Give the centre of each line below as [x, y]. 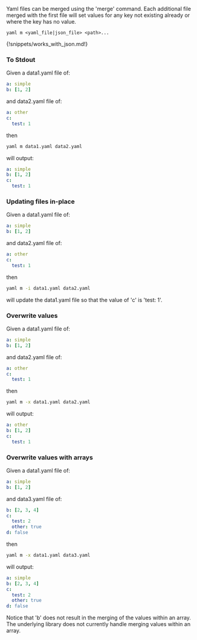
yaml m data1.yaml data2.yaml [44, 146]
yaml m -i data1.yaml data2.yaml [48, 288]
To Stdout [21, 59]
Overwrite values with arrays [50, 457]
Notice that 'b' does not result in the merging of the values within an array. [99, 618]
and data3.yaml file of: [34, 499]
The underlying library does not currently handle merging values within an [98, 624]
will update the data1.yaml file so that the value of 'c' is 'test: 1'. [84, 300]
